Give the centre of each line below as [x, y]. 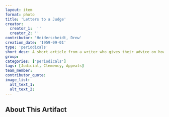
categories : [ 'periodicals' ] [36, 61]
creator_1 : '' [26, 29]
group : [12, 56]
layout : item [19, 10]
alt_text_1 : [22, 84]
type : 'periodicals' [27, 47]
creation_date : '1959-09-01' [36, 43]
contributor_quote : [26, 75]
